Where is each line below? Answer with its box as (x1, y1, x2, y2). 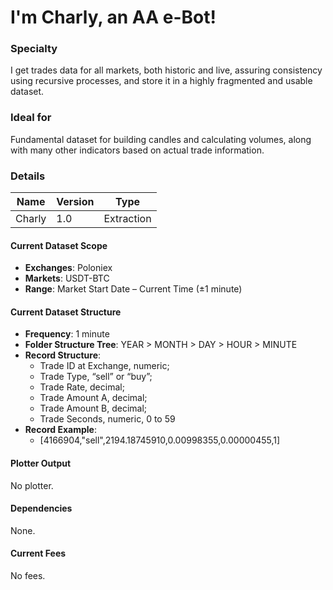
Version (56, 195, 95, 209)
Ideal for (10, 111, 52, 125)
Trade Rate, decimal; (39, 381, 125, 393)
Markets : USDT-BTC (24, 272, 110, 285)
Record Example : (24, 424, 97, 436)
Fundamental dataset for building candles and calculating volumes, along (10, 133, 312, 145)
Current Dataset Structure (10, 306, 122, 318)
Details (10, 169, 46, 183)
